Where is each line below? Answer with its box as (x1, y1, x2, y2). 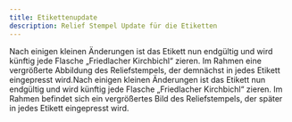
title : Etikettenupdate (9, 12, 98, 22)
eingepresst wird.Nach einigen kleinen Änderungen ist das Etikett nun (9, 74, 266, 85)
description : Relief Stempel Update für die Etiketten (9, 21, 218, 30)
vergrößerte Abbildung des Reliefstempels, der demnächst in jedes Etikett (9, 64, 280, 76)
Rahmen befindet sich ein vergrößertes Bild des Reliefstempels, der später (9, 93, 283, 103)
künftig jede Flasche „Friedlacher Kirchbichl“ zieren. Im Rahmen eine (9, 55, 262, 66)
